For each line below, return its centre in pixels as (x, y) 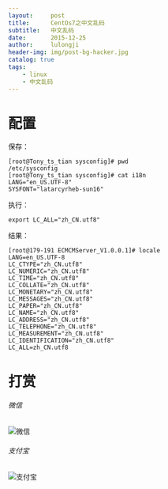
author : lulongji (44, 45)
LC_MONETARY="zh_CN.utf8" (50, 292)
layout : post (37, 15)
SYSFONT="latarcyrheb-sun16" (56, 190)
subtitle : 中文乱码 (41, 30)
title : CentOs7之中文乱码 (56, 23)
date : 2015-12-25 (47, 38)
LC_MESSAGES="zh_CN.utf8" (50, 299)
